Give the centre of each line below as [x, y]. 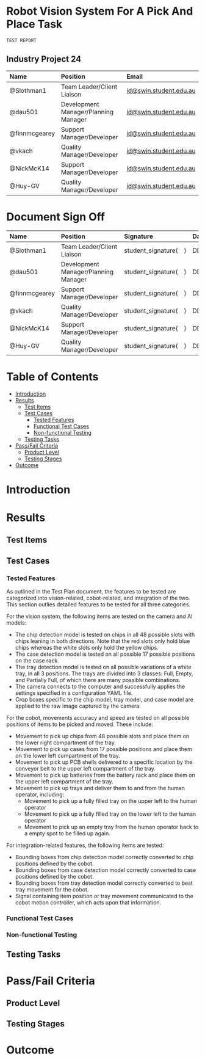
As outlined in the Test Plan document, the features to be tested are [91, 592]
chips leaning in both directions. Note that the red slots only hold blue [103, 641]
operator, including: [40, 794]
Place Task [34, 24]
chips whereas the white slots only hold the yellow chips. [87, 648]
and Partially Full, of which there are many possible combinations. [98, 680]
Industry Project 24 [44, 59]
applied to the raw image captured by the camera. [78, 706]
